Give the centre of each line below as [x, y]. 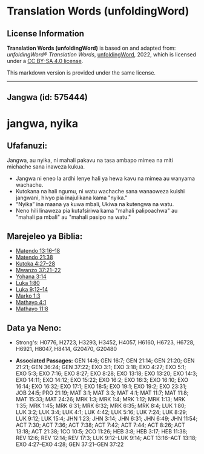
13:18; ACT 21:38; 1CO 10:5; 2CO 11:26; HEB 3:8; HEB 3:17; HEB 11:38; [101, 432]
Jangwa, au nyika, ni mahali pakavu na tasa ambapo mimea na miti [90, 160]
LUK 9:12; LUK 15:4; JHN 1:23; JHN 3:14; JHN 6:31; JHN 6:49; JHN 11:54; [107, 419]
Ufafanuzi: [27, 146]
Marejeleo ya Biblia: [45, 236]
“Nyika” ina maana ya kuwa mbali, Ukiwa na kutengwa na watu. [95, 204]
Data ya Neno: [34, 328]
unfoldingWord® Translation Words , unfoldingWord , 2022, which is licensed [101, 55]
